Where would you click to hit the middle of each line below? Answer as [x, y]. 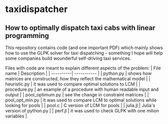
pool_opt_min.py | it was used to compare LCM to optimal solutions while [81, 100]
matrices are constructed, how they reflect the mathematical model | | [78, 79]
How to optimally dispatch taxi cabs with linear [80, 28]
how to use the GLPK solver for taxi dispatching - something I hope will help [84, 53]
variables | [16, 116]
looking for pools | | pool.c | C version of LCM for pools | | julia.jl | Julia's [80, 105]
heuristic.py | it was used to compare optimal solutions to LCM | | [73, 84]
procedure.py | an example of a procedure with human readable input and [82, 89]
